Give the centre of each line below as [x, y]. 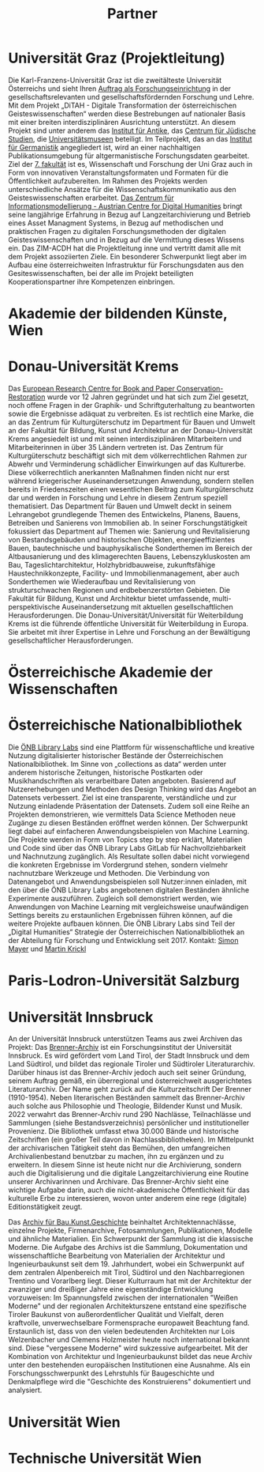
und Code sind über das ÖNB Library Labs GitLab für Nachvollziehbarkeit [127, 848]
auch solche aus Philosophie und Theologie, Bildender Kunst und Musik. [125, 1106]
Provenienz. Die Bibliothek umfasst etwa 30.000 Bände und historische [123, 1131]
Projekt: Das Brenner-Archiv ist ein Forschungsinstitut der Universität [120, 1047]
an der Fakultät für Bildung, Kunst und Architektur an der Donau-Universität [130, 431]
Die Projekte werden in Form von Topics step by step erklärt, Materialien [125, 840]
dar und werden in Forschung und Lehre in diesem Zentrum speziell [118, 498]
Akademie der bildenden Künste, [118, 314]
